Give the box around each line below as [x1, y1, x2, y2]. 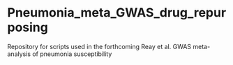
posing [7, 19, 49, 35]
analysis [7, 50, 31, 58]
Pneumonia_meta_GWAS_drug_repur [7, 5, 227, 21]
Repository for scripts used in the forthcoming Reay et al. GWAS [7, 42, 192, 50]
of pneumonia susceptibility [32, 50, 112, 58]
